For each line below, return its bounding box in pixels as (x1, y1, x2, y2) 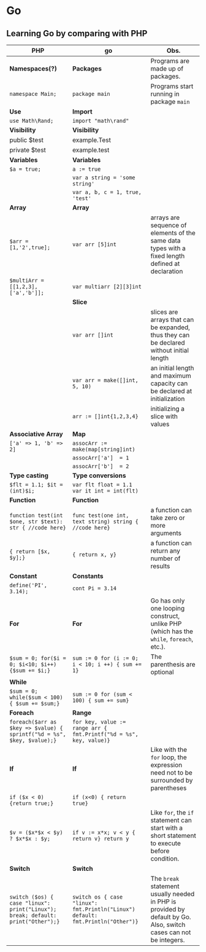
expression (150, 761, 183, 769)
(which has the (150, 627, 193, 636)
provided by (150, 905, 185, 913)
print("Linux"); (9, 906, 57, 913)
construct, (150, 612, 180, 620)
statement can (150, 816, 192, 824)
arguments (150, 529, 182, 537)
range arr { (72, 725, 107, 732)
